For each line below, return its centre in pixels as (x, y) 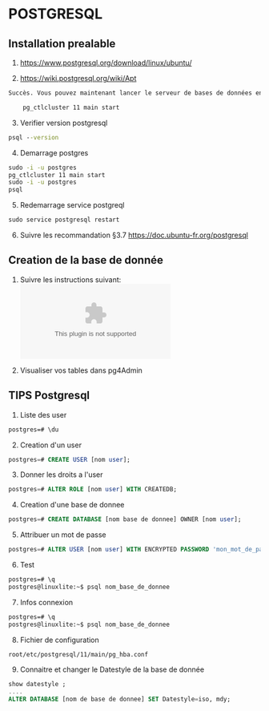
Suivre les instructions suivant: (70, 279)
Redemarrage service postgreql (72, 205)
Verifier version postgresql (64, 123)
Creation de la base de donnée (86, 260)
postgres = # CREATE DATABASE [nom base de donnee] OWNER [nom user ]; (125, 519)
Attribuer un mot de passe (63, 535)
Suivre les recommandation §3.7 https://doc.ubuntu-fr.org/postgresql (134, 235)
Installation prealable (62, 44)
